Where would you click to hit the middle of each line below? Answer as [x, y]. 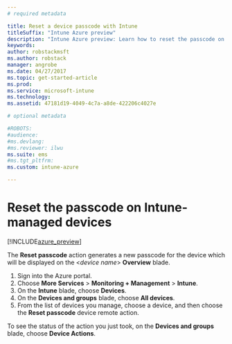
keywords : [21, 46]
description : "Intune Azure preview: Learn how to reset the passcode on [116, 39]
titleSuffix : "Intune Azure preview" [62, 33]
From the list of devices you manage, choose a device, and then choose [120, 305]
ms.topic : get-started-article [52, 78]
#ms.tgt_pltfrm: [30, 161]
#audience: [23, 135]
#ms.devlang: [26, 141]
